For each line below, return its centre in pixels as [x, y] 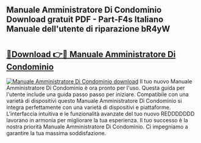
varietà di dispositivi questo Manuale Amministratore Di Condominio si [94, 101]
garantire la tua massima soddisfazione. [56, 133]
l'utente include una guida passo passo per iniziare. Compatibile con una [97, 94]
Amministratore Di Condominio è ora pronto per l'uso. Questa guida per [96, 88]
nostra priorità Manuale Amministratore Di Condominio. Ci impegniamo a [97, 127]
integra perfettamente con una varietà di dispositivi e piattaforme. [89, 107]
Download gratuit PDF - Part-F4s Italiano [85, 20]
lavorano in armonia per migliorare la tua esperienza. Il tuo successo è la [97, 120]
